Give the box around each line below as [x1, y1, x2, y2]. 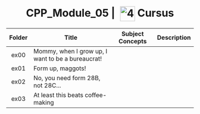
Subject [121, 30, 144, 38]
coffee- [85, 91, 107, 99]
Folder [9, 33, 28, 42]
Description [157, 33, 191, 42]
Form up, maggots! [33, 64, 86, 72]
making [33, 98, 55, 106]
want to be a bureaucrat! [33, 54, 102, 62]
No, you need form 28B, [33, 74, 101, 82]
